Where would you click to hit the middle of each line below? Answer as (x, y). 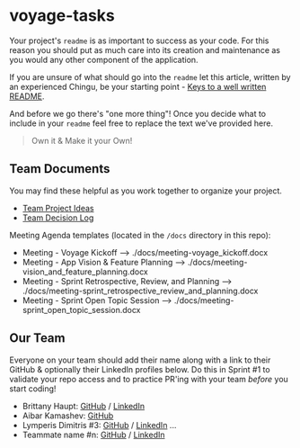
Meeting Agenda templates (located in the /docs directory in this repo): (140, 235)
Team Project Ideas (58, 208)
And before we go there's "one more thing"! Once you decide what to (138, 113)
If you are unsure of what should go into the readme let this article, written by (150, 76)
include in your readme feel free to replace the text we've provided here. (141, 123)
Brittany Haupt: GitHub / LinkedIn (84, 406)
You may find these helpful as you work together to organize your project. (146, 191)
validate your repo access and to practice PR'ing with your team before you (149, 379)
